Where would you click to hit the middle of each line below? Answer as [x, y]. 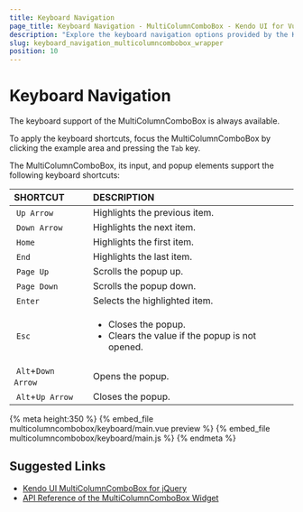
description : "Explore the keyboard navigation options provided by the [149, 34]
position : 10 [34, 51]
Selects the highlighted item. [153, 301]
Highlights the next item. [145, 228]
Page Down [37, 287]
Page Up [33, 272]
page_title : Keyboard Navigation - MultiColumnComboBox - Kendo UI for [147, 26]
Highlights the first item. [143, 242]
